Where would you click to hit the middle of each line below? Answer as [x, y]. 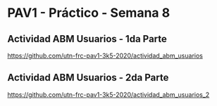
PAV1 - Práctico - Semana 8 [89, 13]
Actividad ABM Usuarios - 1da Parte [87, 39]
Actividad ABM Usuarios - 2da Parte [88, 78]
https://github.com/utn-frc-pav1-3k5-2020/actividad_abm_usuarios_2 [108, 94]
